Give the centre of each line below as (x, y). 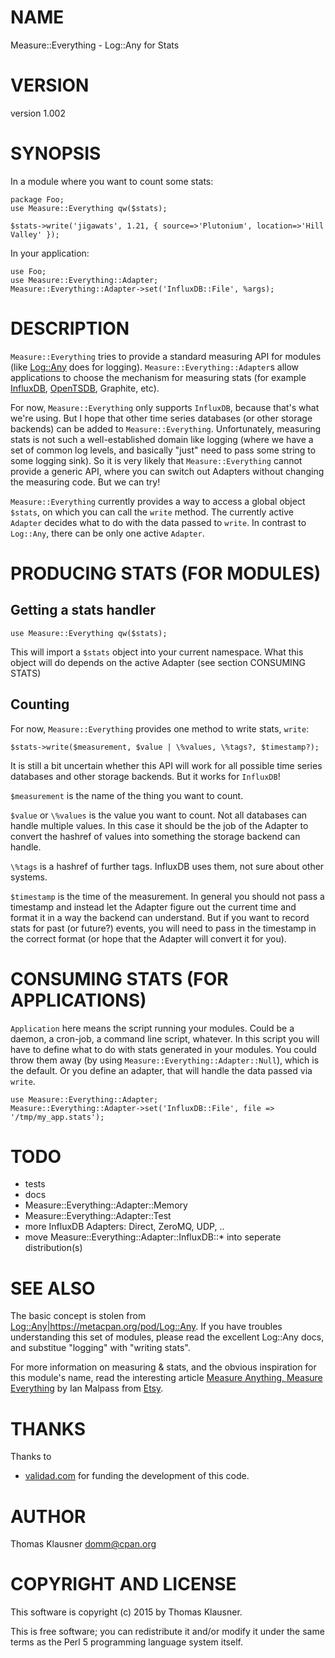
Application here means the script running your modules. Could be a (152, 1028)
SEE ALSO (53, 1288)
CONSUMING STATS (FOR (119, 978)
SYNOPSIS (56, 153)
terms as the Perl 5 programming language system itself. (126, 1642)
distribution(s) (53, 1248)
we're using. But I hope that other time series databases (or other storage (161, 418)
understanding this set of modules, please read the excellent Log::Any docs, (167, 1337)
